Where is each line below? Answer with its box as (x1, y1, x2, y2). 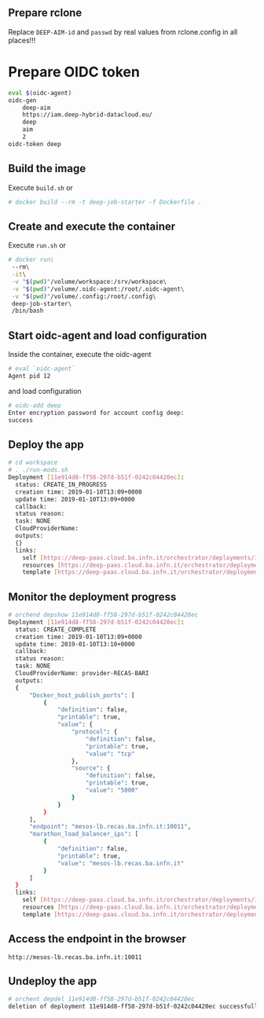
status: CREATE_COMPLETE (15, 625, 97, 634)
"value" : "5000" (85, 786, 139, 795)
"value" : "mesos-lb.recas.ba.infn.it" (57, 859, 185, 867)
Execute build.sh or (8, 182, 73, 192)
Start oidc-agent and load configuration (8, 329, 207, 342)
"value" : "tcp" (85, 750, 135, 758)
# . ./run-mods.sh (8, 466, 68, 474)
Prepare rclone (8, 6, 82, 20)
